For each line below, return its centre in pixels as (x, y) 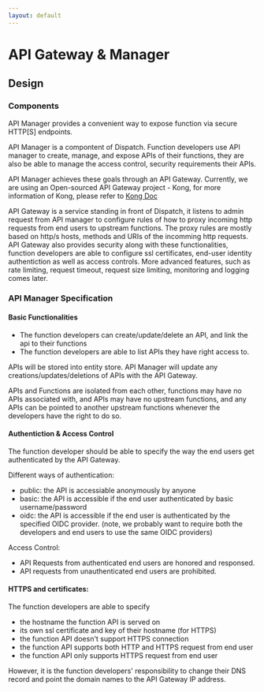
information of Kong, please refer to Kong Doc (83, 196)
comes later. (28, 278)
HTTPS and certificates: (48, 589)
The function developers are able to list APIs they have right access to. (134, 351)
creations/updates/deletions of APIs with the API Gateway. (103, 375)
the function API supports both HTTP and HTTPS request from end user (136, 647)
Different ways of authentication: (61, 475)
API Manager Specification (61, 298)
